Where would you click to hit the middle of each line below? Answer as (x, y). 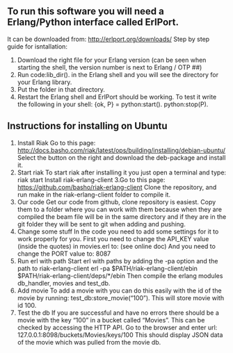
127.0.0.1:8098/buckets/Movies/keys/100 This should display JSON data (120, 335)
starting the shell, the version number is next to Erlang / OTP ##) (110, 67)
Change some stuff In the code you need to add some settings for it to (118, 231)
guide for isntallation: (38, 46)
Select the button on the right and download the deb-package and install (121, 157)
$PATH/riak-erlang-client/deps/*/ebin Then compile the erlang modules (120, 276)
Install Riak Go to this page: (56, 142)
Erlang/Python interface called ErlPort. (93, 23)
